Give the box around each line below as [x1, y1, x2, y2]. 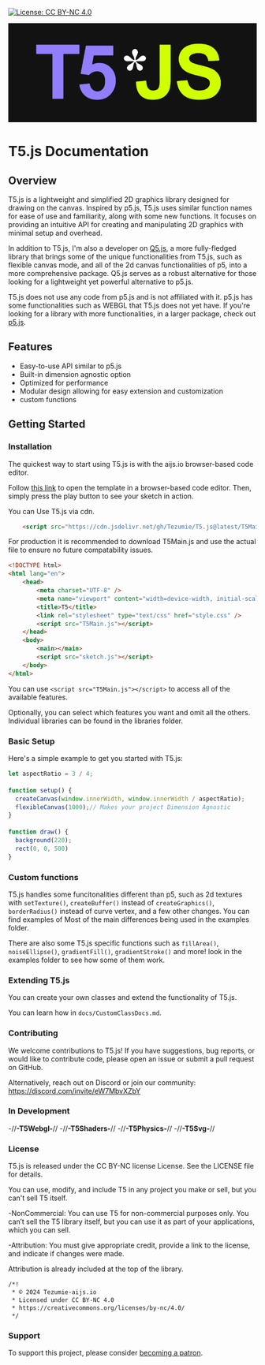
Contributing [8, 1027, 58, 1039]
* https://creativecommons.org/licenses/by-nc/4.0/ [11, 1304, 185, 1312]
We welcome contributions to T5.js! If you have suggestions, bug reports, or [8, 1046, 255, 1055]
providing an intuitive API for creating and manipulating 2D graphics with [8, 220, 244, 229]
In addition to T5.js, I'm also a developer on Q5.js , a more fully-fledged [8, 244, 237, 253]
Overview [8, 173, 58, 187]
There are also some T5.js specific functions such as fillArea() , [8, 938, 219, 948]
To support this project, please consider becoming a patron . [8, 1348, 203, 1358]
